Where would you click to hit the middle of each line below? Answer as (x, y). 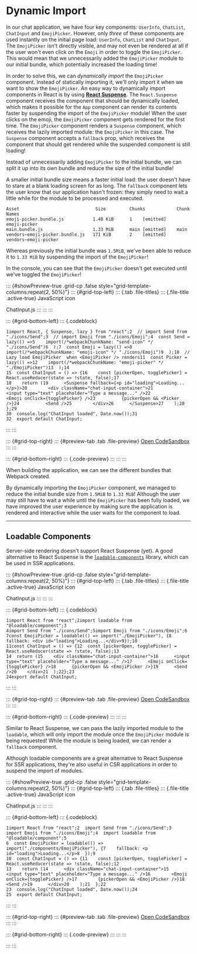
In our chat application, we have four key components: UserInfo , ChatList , (96, 27)
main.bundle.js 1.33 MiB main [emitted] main (97, 229)
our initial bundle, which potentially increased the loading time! (81, 64)
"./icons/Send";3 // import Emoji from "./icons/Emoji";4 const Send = (98, 337)
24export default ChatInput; (42, 677)
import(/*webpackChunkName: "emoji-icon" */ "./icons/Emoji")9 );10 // (98, 352)
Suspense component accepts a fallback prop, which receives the (86, 138)
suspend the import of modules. (45, 770)
